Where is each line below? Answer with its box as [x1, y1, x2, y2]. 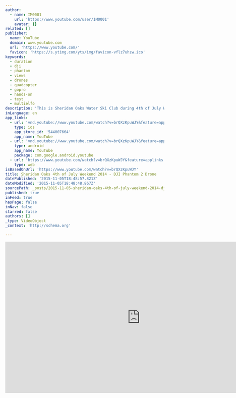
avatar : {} [14, 21, 37, 27]
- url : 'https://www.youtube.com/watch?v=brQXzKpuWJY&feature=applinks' [10, 157, 166, 162]
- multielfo [10, 101, 35, 106]
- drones [10, 78, 28, 83]
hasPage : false [5, 200, 37, 205]
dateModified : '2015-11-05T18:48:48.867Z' [5, 181, 96, 186]
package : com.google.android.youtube [14, 153, 94, 158]
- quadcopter [10, 82, 37, 87]
